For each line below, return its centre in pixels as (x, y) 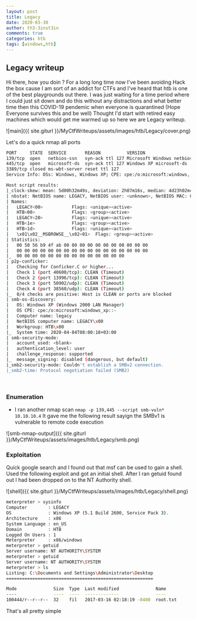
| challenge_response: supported (50, 354)
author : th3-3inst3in (33, 28)
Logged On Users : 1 (31, 535)
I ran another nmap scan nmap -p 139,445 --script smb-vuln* (89, 409)
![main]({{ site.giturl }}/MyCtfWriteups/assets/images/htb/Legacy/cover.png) (98, 131)
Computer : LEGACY (38, 507)
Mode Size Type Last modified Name (86, 589)
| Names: (17, 202)
